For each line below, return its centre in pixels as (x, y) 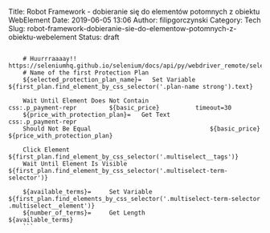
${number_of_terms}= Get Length (84, 213)
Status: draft (99, 37)
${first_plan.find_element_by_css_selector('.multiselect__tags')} (124, 157)
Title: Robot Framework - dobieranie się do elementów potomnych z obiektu (134, 12)
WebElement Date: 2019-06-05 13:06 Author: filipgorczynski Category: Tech (135, 20)
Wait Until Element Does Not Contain (86, 101)
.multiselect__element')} (51, 206)
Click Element (46, 150)
